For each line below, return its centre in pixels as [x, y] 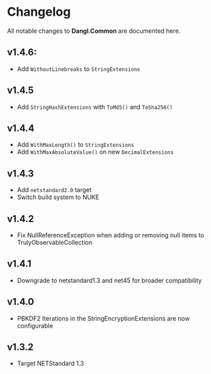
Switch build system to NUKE [58, 197]
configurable [35, 325]
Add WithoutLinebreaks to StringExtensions [79, 68]
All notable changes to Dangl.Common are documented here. [94, 31]
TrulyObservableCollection [55, 242]
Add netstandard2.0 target [54, 190]
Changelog [39, 12]
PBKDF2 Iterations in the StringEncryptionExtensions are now [103, 318]
